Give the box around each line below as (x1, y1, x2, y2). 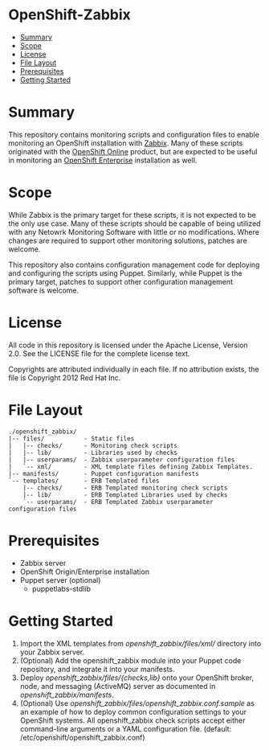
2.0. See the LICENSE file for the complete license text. (8, 348, 190, 359)
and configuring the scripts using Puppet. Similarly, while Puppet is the (8, 268, 243, 278)
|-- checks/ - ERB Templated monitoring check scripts (22, 484, 228, 492)
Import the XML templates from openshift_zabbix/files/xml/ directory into (19, 638, 262, 648)
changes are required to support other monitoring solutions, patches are (8, 236, 247, 245)
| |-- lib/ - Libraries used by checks (8, 449, 178, 457)
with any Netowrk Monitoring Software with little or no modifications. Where (8, 227, 259, 236)
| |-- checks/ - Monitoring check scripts (8, 441, 178, 449)
